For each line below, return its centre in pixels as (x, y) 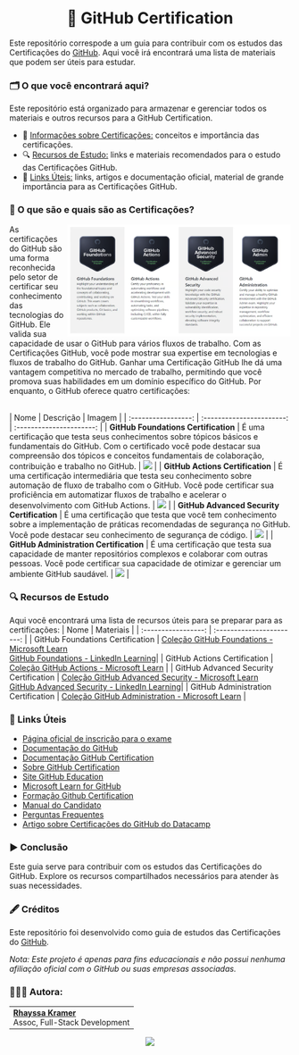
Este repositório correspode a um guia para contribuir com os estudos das (146, 43)
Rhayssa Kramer (45, 1012)
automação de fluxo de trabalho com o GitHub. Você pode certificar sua (142, 485)
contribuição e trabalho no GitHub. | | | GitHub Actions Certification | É (146, 466)
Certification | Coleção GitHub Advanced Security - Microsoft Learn (134, 677)
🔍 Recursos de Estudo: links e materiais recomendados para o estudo (151, 155)
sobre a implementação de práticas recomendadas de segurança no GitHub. (150, 524)
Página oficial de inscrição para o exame (97, 739)
